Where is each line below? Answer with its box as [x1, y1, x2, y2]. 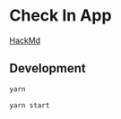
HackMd [9, 35, 41, 46]
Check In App [9, 5, 112, 26]
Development [9, 61, 87, 76]
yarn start [9, 100, 50, 110]
